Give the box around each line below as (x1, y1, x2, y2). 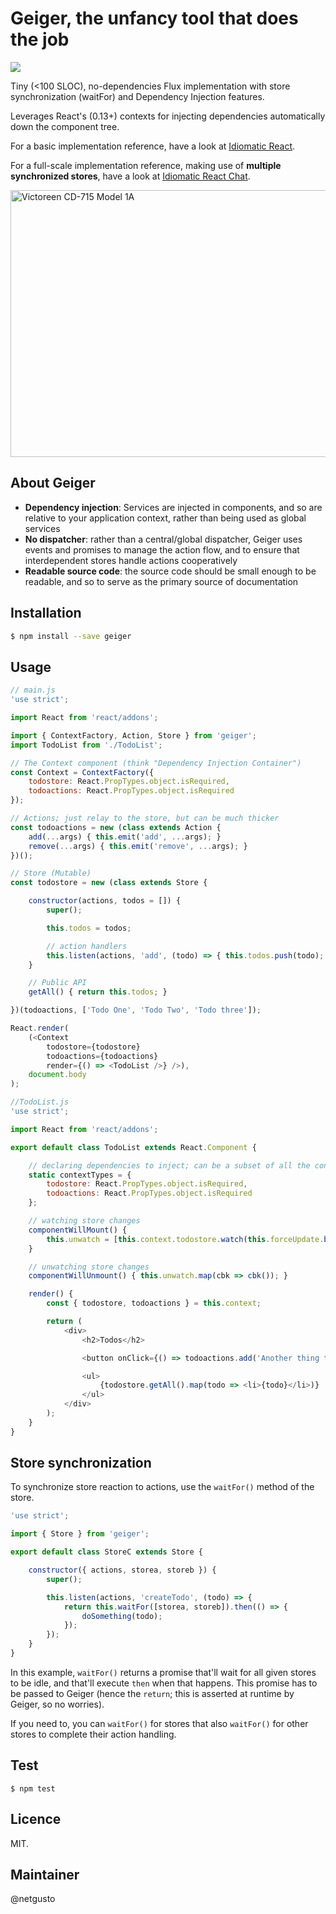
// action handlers (46, 941, 128, 951)
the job (10, 28, 70, 51)
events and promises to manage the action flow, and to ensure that (24, 543, 300, 556)
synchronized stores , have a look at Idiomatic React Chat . (10, 170, 251, 182)
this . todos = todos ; (46, 923, 132, 933)
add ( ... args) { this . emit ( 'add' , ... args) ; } (28, 832, 222, 842)
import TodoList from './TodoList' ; (10, 740, 163, 750)
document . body (28, 1070, 87, 1080)
